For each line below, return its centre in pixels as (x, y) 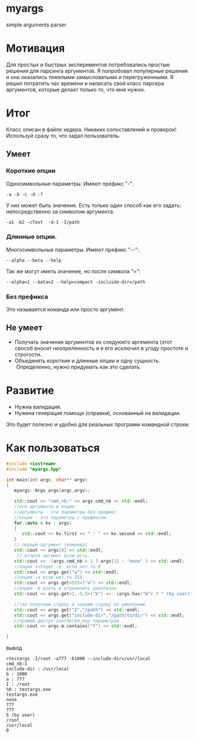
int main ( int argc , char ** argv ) (47, 479)
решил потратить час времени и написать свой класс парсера (85, 83)
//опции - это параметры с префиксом (60, 518)
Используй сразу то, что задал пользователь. (63, 135)
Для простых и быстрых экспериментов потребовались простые (88, 64)
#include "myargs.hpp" (34, 469)
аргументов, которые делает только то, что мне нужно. (76, 89)
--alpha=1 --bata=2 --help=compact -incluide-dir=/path (76, 282)
